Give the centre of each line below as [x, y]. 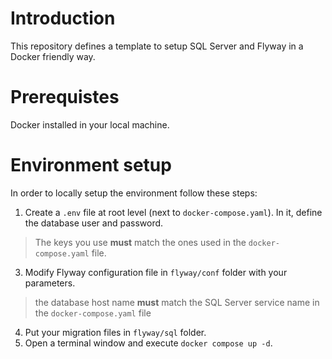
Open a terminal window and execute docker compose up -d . [148, 343]
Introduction [63, 18]
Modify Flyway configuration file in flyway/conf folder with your [156, 272]
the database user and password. [94, 223]
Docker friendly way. [53, 56]
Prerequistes [65, 97]
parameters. [50, 283]
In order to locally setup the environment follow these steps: [134, 193]
